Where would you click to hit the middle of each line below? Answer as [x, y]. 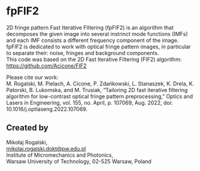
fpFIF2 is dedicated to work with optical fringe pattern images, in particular [99, 47]
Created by [28, 128]
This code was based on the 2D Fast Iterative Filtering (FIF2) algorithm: [94, 59]
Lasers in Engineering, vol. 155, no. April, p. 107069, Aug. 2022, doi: [90, 102]
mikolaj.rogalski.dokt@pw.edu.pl [46, 148]
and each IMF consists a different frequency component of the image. [93, 40]
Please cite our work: [32, 77]
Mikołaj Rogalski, [27, 142]
